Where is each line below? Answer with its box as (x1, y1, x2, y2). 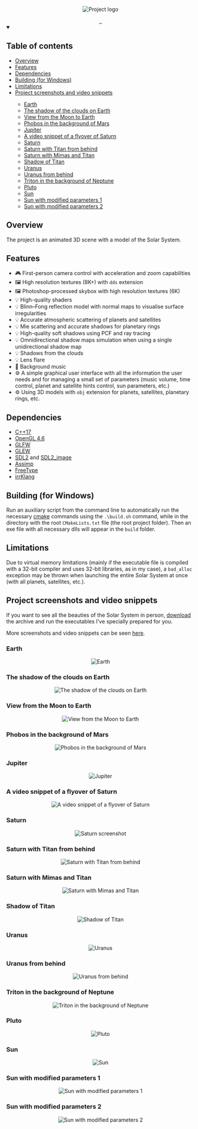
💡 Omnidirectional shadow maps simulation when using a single (14, 336, 172, 344)
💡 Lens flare (14, 356, 45, 363)
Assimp (14, 460, 34, 468)
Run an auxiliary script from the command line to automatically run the (6, 506, 179, 513)
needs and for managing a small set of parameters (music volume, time (14, 376, 191, 383)
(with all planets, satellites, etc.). (6, 578, 86, 585)
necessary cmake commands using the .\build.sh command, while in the (6, 513, 188, 520)
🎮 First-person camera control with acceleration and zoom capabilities (14, 270, 191, 277)
